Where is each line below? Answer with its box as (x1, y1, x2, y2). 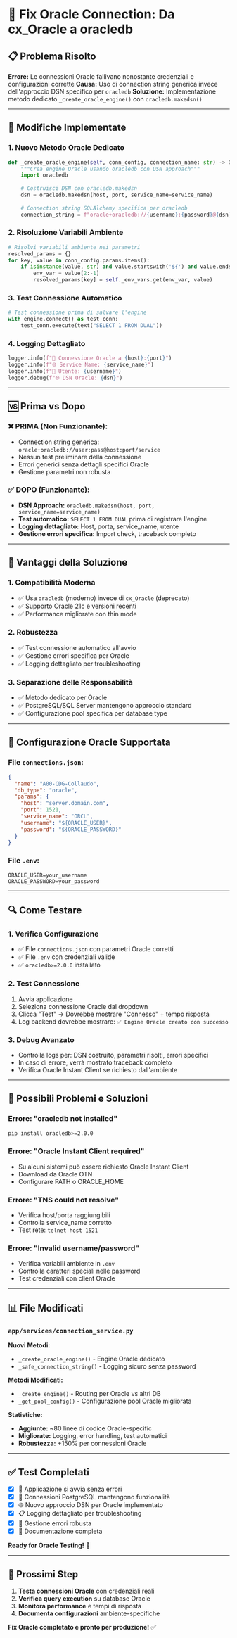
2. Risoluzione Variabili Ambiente (8, 228, 124, 238)
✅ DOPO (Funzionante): (8, 485, 90, 495)
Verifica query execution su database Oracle (18, 1594, 150, 1603)
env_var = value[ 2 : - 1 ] (33, 270, 100, 277)
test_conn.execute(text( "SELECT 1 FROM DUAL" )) (20, 322, 162, 329)
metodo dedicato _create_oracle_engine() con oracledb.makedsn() (8, 95, 203, 103)
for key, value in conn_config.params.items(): (8, 257, 150, 264)
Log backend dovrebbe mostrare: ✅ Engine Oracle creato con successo (18, 1017, 229, 1026)
